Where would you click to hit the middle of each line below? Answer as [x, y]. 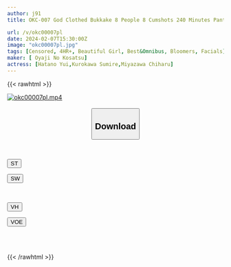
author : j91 [24, 13]
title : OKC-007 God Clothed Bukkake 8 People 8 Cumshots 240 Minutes [109, 20]
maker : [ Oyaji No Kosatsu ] [47, 58]
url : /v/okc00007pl [35, 32]
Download [115, 126]
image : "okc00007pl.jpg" [43, 45]
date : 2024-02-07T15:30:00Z [47, 39]
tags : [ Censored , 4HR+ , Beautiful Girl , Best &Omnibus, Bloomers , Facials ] [117, 52]
